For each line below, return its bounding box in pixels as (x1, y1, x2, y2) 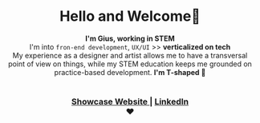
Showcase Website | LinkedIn (71, 96, 189, 107)
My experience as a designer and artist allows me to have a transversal (12, 50, 248, 60)
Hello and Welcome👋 (59, 7, 201, 26)
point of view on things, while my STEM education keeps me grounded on (8, 59, 252, 69)
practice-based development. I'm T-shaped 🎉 (54, 67, 206, 77)
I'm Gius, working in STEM (85, 34, 175, 43)
